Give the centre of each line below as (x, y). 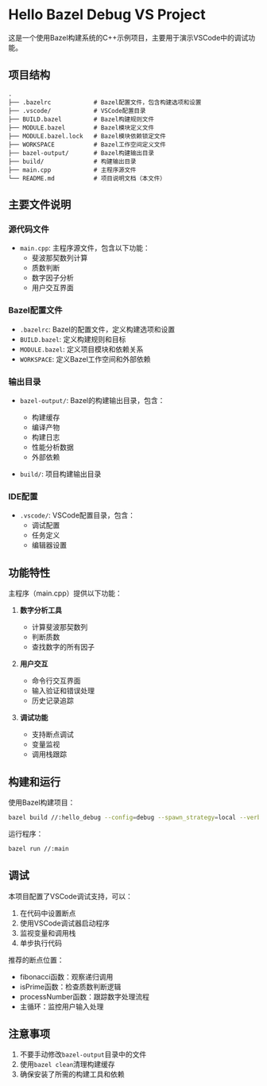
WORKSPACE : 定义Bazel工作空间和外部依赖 (85, 359)
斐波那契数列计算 (60, 258)
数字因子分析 (52, 278)
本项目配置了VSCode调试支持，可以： (70, 896)
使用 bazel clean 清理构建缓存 (67, 1065)
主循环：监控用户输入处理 (62, 1006)
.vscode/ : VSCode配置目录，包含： (77, 515)
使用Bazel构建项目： (42, 802)
